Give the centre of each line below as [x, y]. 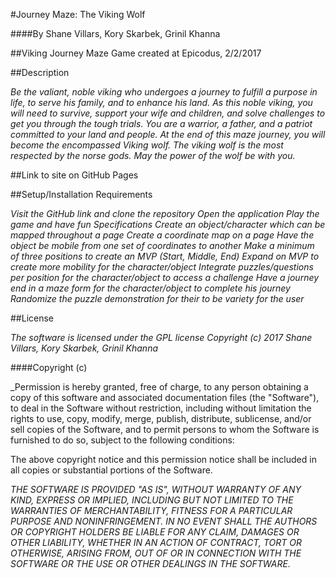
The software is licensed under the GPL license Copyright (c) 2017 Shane [161, 337]
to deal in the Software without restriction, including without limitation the [161, 408]
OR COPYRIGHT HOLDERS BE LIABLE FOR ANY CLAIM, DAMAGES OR [155, 532]
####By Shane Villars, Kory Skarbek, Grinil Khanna [115, 33]
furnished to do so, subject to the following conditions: [122, 440]
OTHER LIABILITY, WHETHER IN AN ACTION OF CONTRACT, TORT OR [156, 542]
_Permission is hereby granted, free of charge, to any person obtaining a [159, 387]
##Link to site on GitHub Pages [74, 175]
